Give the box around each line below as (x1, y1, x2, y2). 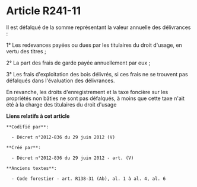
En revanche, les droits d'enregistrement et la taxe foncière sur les (6, 88, 169, 95)
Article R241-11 (6, 4, 81, 18)
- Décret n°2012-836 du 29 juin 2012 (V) (11, 134, 116, 140)
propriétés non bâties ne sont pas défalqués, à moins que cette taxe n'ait (6, 95, 185, 102)
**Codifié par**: (6, 124, 49, 130)
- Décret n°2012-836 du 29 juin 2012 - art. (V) (11, 155, 134, 161)
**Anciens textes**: (6, 165, 58, 171)
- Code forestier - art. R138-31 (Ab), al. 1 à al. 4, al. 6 (11, 176, 166, 182)
